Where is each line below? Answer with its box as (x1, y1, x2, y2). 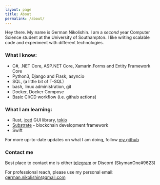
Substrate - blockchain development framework (12, 122, 109, 128)
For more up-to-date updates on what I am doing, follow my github (5, 136, 139, 142)
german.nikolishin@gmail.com (5, 174, 66, 180)
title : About (5, 12, 32, 17)
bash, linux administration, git (12, 84, 72, 89)
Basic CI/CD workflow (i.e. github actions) (12, 94, 97, 100)
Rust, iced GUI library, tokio (12, 117, 67, 123)
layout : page (5, 7, 32, 12)
